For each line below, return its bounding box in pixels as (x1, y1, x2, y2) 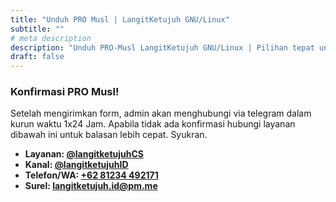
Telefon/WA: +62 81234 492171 (24, 169, 159, 181)
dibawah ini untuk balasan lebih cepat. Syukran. (10, 129, 208, 141)
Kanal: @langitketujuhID (24, 159, 129, 171)
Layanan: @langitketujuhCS (24, 148, 144, 160)
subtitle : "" (10, 24, 65, 34)
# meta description (10, 33, 92, 43)
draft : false (10, 52, 65, 62)
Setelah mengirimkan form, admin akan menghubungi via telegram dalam (10, 107, 312, 120)
